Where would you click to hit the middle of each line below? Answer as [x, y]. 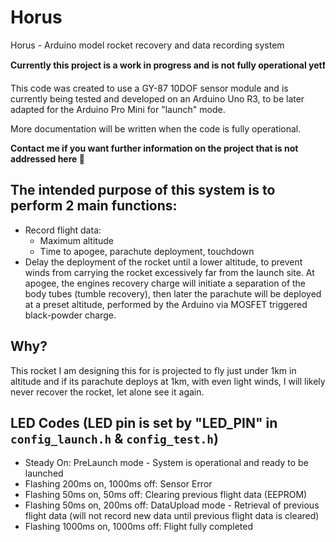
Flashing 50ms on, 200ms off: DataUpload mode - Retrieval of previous [172, 505]
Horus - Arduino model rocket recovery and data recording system [147, 45]
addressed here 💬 [47, 158]
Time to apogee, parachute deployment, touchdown [147, 251]
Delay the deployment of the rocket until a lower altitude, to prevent [163, 262]
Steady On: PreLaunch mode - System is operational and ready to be [166, 463]
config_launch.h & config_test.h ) [114, 438]
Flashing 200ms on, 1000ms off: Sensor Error [118, 484]
